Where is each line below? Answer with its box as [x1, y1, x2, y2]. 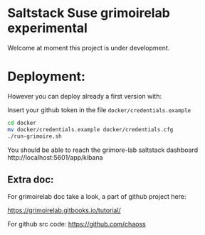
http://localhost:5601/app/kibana [7, 153, 103, 161]
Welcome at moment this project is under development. [7, 43, 170, 52]
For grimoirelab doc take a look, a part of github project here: [7, 192, 186, 201]
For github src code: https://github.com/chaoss [7, 220, 146, 229]
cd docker [7, 119, 37, 126]
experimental [7, 20, 88, 36]
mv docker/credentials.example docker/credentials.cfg [7, 126, 174, 133]
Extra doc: [7, 173, 54, 185]
